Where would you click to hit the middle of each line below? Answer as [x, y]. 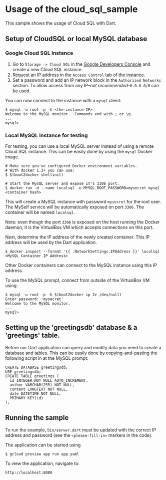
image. [12, 157]
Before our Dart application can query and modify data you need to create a [83, 347]
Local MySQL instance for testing [46, 135]
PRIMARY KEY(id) [26, 398]
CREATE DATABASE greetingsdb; [37, 367]
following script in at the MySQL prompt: [47, 358]
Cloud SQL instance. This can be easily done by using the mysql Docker [79, 151]
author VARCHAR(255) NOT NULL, [42, 385]
